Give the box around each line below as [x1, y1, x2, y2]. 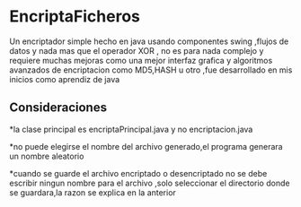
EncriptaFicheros [9, 6, 141, 27]
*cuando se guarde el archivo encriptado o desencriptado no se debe [9, 168, 268, 178]
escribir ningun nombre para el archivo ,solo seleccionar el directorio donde [9, 177, 290, 188]
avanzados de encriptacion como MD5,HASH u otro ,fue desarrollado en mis [9, 65, 293, 75]
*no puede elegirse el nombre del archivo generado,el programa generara [9, 141, 283, 151]
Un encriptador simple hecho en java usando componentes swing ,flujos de [9, 36, 289, 47]
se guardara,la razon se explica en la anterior [9, 186, 177, 198]
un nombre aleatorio [9, 151, 84, 161]
